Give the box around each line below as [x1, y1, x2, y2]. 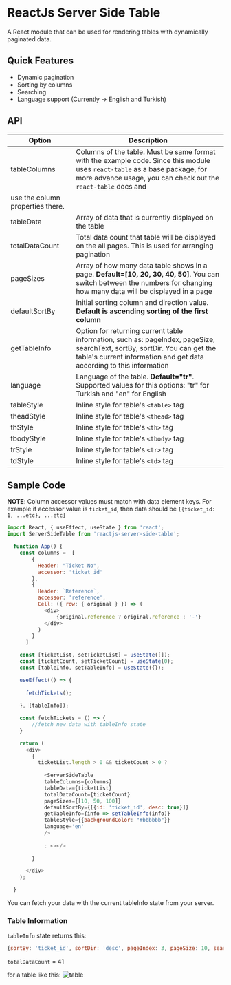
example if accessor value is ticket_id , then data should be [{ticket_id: [7, 505, 216, 513]
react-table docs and [75, 181, 146, 191]
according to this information [75, 360, 169, 370]
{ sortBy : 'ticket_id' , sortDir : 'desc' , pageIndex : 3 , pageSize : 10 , [7, 945, 211, 952]
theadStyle [10, 411, 46, 421]
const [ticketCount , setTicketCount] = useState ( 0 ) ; [19, 658, 174, 665]
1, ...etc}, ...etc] [7, 512, 67, 519]
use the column [10, 193, 60, 202]
